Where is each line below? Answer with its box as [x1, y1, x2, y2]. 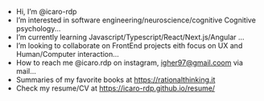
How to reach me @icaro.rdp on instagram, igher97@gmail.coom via [15, 58, 244, 67]
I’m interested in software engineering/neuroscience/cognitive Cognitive [15, 15, 256, 25]
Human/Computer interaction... [15, 50, 119, 59]
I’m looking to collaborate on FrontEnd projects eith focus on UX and [15, 41, 243, 50]
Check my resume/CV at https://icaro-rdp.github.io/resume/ [15, 83, 216, 93]
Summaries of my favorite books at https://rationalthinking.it [15, 75, 216, 84]
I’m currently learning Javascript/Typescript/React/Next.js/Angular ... [15, 32, 245, 42]
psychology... [15, 24, 61, 33]
